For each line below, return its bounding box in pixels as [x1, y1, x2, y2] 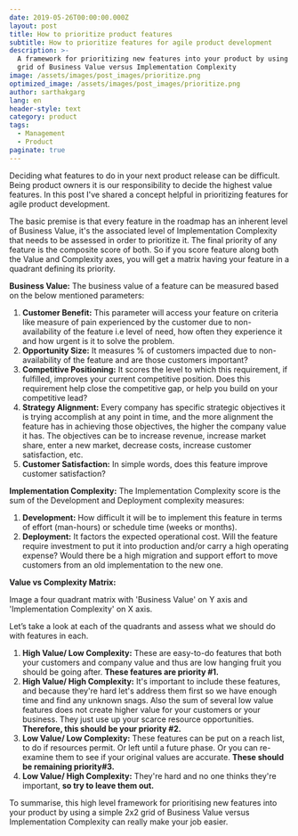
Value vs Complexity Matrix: [9, 577, 117, 587]
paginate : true [9, 145, 66, 154]
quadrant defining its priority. [9, 263, 116, 274]
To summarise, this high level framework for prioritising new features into [9, 797, 278, 807]
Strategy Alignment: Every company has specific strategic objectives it [21, 402, 286, 413]
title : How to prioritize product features [9, 29, 173, 38]
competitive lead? [21, 392, 88, 403]
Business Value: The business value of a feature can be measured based [9, 280, 279, 291]
